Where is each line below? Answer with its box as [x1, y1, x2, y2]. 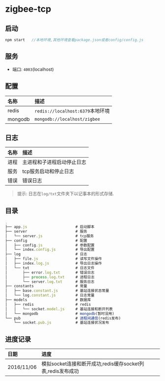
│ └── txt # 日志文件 [5, 265, 95, 271]
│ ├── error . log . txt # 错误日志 [5, 270, 95, 275]
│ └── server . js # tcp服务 [5, 233, 94, 239]
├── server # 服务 [5, 229, 87, 234]
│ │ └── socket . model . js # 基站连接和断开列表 [5, 306, 113, 311]
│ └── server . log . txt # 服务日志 [5, 279, 95, 284]
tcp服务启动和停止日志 [22, 168, 75, 175]
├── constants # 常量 [5, 284, 87, 289]
